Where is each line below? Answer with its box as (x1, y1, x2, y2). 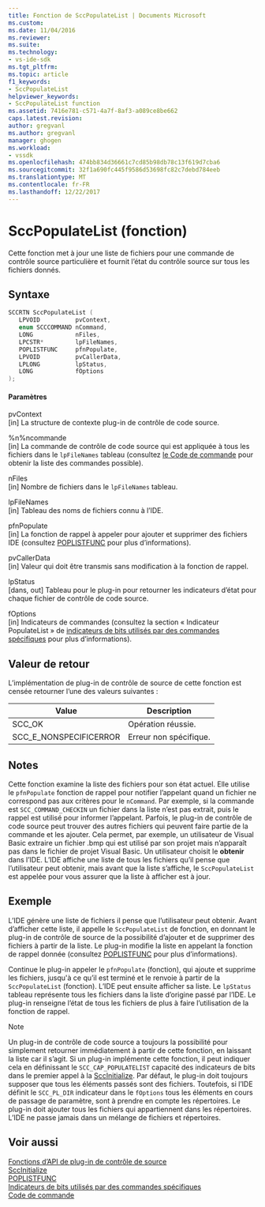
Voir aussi (8, 1136, 58, 1149)
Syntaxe (8, 288, 50, 301)
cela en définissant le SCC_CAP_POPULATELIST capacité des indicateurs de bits (8, 1062, 256, 1072)
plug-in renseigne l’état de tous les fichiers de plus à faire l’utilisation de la (8, 998, 249, 1008)
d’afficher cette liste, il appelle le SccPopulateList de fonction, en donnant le (8, 924, 256, 934)
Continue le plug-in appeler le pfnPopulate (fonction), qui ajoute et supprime (8, 964, 256, 974)
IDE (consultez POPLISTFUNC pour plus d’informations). (8, 538, 192, 548)
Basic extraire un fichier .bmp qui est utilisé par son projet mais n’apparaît (8, 838, 247, 847)
